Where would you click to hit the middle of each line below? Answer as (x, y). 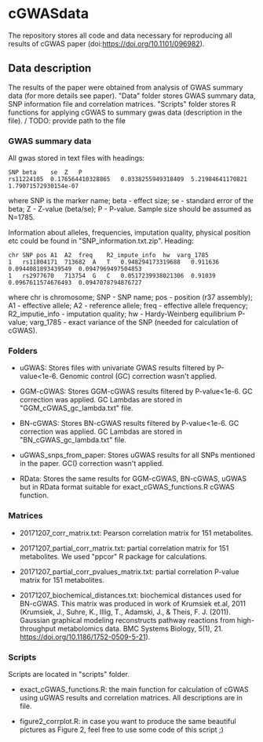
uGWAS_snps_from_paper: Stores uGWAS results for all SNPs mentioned (137, 455)
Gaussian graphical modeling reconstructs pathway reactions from (127, 620)
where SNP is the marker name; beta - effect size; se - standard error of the (131, 201)
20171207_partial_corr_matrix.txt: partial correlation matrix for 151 (124, 548)
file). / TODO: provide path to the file (67, 120)
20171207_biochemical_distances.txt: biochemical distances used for (130, 595)
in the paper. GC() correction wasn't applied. (91, 464)
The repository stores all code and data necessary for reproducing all (121, 35)
